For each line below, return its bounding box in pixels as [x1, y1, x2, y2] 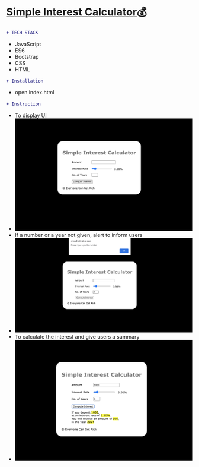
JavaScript [14, 40, 41, 48]
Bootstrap [14, 53, 39, 60]
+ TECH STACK [6, 30, 38, 36]
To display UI [14, 112, 47, 119]
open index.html [14, 89, 54, 96]
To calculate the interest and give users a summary [14, 333, 140, 340]
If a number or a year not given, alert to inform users [14, 232, 143, 239]
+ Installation [6, 78, 44, 84]
